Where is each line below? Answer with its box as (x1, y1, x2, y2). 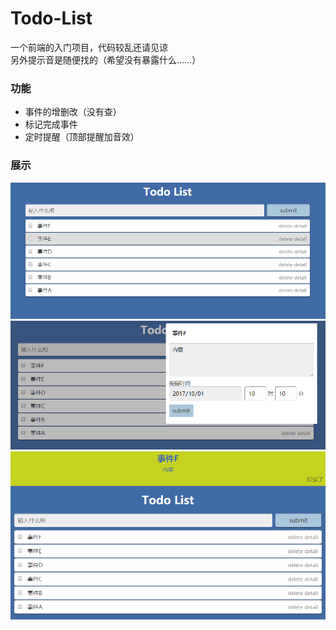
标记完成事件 (24, 118, 78, 131)
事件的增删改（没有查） (24, 106, 122, 118)
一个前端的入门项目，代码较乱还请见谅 (10, 41, 168, 53)
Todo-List (10, 7, 93, 30)
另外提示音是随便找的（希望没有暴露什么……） (10, 53, 202, 66)
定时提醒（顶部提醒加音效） (24, 131, 140, 143)
